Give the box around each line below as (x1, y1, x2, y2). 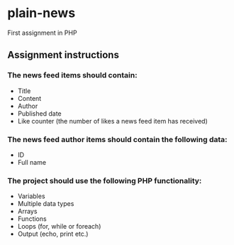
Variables (17, 192, 45, 200)
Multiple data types (17, 200, 74, 208)
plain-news (7, 5, 76, 21)
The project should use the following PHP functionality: (7, 175, 202, 185)
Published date (17, 109, 62, 118)
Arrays (17, 207, 38, 216)
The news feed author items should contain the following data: (7, 134, 228, 144)
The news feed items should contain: (7, 70, 138, 80)
